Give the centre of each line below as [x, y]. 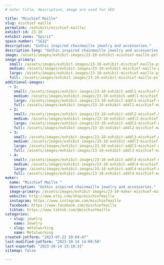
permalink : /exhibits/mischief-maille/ [46, 27]
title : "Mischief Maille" [31, 18]
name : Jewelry [28, 223]
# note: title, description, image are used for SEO [60, 10]
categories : [17, 214]
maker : [12, 178]
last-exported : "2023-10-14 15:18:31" [44, 246]
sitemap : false [20, 251]
